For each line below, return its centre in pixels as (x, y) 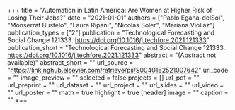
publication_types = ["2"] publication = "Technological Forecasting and (111, 32)
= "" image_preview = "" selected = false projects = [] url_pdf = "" (103, 78)
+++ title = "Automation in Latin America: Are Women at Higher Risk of (110, 10)
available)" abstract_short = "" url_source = (70, 62)
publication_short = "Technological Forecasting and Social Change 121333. (116, 48)
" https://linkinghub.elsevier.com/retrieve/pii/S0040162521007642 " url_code (118, 70)
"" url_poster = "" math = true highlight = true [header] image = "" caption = (118, 92)
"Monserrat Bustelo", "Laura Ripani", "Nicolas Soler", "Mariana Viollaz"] (111, 25)
